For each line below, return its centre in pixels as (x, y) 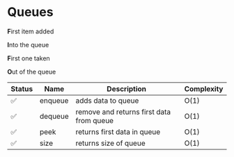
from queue (94, 120)
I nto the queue (28, 44)
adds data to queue (107, 100)
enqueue (54, 100)
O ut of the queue (32, 72)
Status (22, 89)
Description (127, 89)
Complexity (204, 89)
